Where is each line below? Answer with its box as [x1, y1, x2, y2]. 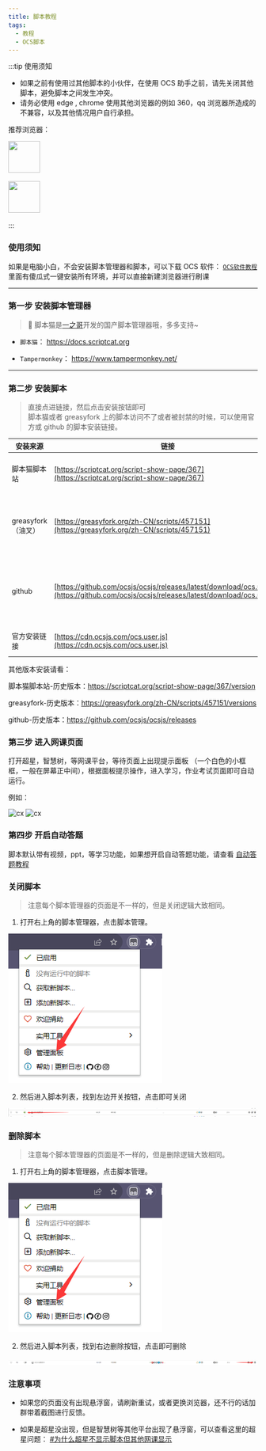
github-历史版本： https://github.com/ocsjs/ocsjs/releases [8, 715, 196, 724]
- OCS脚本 [15, 38, 45, 46]
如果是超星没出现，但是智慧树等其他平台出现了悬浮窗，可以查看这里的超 [19, 1425, 256, 1434]
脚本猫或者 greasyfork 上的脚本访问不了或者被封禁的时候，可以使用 [27, 412, 248, 422]
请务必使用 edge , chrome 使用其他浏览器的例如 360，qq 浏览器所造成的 [19, 98, 256, 108]
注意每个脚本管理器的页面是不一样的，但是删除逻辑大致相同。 [27, 1150, 230, 1160]
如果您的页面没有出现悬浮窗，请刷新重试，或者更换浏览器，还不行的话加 [19, 1398, 256, 1407]
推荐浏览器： [8, 125, 50, 135]
